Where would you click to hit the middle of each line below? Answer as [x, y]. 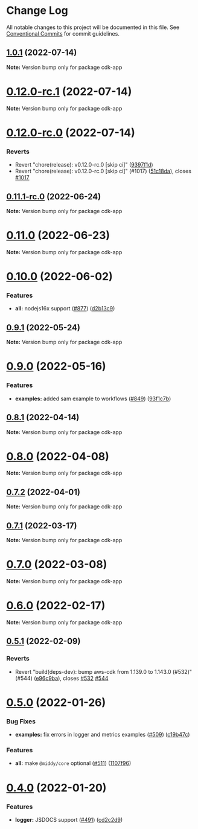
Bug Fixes [21, 721]
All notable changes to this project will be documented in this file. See [93, 27]
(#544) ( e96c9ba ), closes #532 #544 [62, 678]
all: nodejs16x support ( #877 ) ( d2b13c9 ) [65, 309]
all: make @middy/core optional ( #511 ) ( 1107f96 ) [73, 763]
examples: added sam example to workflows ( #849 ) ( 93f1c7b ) [93, 398]
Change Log [37, 11]
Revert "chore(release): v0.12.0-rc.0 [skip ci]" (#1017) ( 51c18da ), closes [103, 171]
